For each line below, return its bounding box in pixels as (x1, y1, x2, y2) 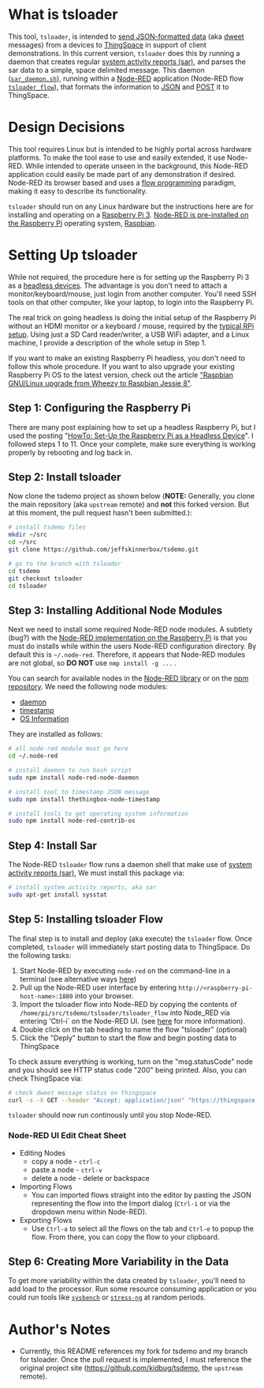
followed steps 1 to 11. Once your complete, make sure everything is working (8, 439, 256, 448)
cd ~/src (8, 538, 37, 546)
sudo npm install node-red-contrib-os (8, 817, 136, 825)
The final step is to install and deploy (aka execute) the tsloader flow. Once (8, 934, 252, 943)
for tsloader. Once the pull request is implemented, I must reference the (19, 1355, 252, 1364)
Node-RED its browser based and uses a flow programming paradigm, (8, 178, 236, 187)
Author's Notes (8, 1320, 111, 1338)
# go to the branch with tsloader (8, 560, 122, 568)
